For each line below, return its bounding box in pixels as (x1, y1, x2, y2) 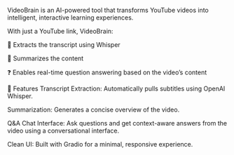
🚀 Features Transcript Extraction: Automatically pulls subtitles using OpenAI (7, 84, 226, 93)
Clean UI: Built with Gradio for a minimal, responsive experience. (7, 140, 193, 148)
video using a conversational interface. (7, 126, 120, 135)
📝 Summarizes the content (7, 54, 84, 62)
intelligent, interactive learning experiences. (7, 13, 134, 22)
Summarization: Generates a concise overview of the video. (7, 105, 180, 114)
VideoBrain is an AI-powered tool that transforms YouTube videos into (7, 6, 209, 14)
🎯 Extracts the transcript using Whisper (7, 41, 121, 48)
